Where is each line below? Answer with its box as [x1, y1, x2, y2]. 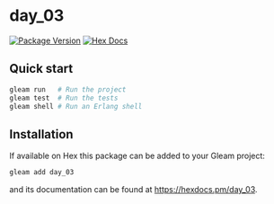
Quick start [9, 61, 74, 76]
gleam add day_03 [9, 168, 75, 177]
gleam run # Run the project [9, 84, 127, 94]
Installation [9, 127, 74, 142]
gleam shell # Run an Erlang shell [9, 102, 143, 111]
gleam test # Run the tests [9, 93, 119, 102]
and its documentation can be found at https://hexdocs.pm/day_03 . [9, 184, 258, 195]
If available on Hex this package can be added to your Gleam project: [9, 150, 265, 162]
